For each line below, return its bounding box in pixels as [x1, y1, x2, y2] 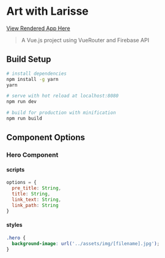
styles [6, 221, 23, 229]
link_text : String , [12, 197, 62, 203]
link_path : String [12, 202, 59, 208]
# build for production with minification [6, 110, 116, 116]
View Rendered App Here [6, 25, 70, 32]
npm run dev [6, 99, 37, 105]
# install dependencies [6, 70, 67, 77]
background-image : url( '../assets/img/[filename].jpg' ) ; [12, 240, 160, 246]
